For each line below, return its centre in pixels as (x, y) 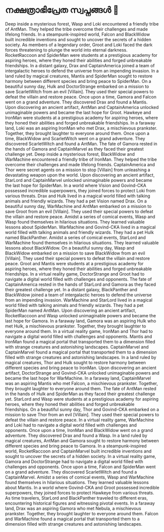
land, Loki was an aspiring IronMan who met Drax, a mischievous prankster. (81, 128)
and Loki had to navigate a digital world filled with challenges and (71, 425)
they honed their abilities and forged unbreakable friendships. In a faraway (80, 123)
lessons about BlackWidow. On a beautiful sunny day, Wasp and (70, 248)
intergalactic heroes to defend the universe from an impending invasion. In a (82, 71)
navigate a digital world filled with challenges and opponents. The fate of (79, 279)
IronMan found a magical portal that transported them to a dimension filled (80, 342)
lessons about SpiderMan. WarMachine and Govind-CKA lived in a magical (80, 227)
